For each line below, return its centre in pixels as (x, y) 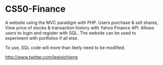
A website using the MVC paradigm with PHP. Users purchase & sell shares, (82, 22)
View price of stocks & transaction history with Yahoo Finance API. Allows (80, 27)
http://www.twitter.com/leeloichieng (41, 57)
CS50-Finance (35, 9)
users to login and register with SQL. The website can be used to (71, 33)
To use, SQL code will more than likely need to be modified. (65, 47)
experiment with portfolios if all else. (42, 38)
